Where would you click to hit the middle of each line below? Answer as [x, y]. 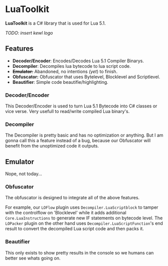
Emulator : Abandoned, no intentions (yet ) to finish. [65, 71]
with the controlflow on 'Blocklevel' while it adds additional [66, 213]
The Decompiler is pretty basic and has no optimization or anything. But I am [85, 135]
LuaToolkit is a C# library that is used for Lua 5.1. [56, 23]
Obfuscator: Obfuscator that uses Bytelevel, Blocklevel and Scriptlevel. [86, 77]
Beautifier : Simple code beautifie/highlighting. [60, 82]
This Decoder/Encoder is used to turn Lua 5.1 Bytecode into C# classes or [81, 106]
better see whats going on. [33, 258]
